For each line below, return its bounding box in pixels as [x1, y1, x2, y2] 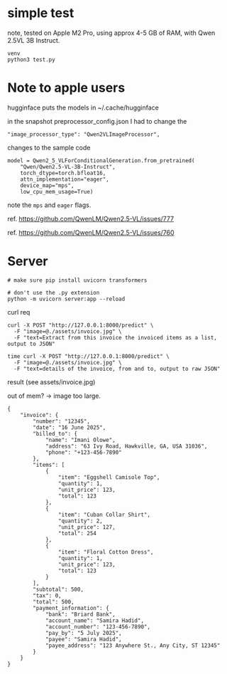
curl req [7, 307, 31, 316]
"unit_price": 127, [57, 523, 116, 531]
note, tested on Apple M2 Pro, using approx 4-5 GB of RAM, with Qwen [7, 28, 216, 37]
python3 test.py [7, 56, 55, 63]
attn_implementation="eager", [20, 176, 110, 183]
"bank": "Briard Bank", [45, 611, 116, 618]
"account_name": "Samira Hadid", [45, 617, 144, 624]
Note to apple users [7, 80, 126, 96]
